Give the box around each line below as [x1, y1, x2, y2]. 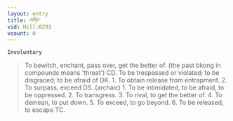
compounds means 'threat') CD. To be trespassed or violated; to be [24, 69, 220, 77]
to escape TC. [24, 106, 65, 114]
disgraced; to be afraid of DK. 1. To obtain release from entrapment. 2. [24, 76, 227, 85]
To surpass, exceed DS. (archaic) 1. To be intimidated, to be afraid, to [24, 83, 225, 92]
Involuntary [7, 49, 42, 56]
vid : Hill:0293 [7, 23, 52, 30]
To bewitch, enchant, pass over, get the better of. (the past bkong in [24, 61, 221, 70]
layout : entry [7, 10, 49, 17]
